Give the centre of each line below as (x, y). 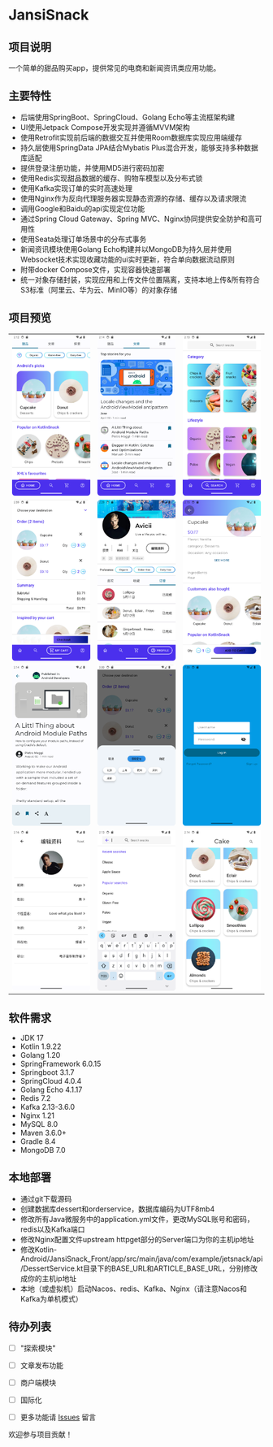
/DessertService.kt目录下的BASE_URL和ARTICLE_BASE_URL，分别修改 (139, 1268)
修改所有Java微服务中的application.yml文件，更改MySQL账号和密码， (137, 1219)
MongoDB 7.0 (43, 1150)
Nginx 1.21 (37, 1116)
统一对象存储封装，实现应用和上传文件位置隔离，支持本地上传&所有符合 (140, 279)
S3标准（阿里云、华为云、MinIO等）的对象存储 (99, 289)
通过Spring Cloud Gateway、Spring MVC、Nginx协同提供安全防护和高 (138, 219)
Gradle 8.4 (38, 1142)
